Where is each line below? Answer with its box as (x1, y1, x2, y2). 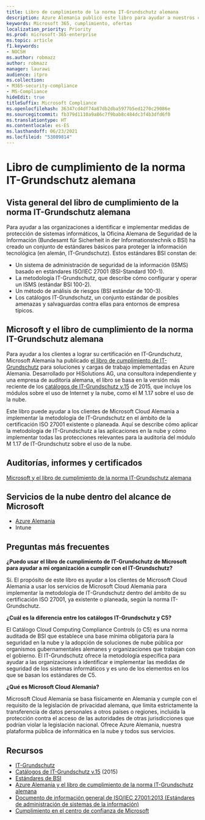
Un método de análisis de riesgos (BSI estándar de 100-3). (15, 287, 163, 294)
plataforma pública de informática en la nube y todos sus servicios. (6, 728, 176, 735)
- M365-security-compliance (6, 83, 78, 89)
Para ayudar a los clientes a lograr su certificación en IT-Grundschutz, (6, 350, 183, 358)
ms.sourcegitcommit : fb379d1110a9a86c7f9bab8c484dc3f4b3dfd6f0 (6, 111, 171, 117)
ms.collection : (6, 77, 45, 83)
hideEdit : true (6, 94, 45, 100)
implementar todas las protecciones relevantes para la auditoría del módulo (6, 434, 196, 441)
